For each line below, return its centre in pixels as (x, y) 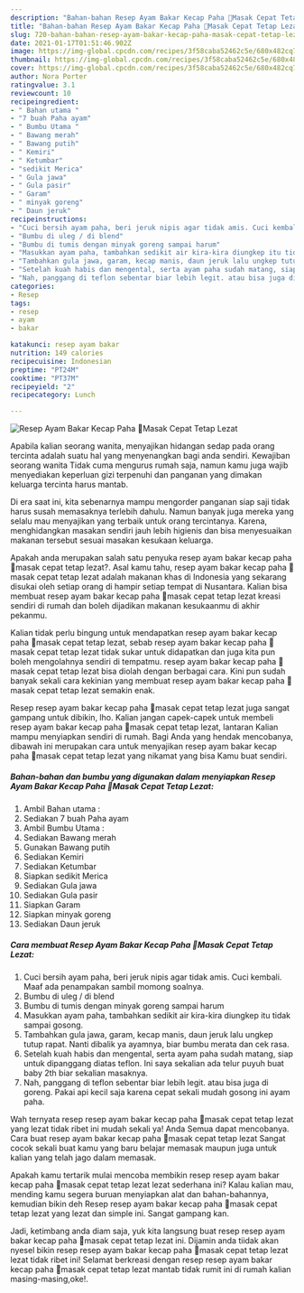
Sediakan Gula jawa (60, 886)
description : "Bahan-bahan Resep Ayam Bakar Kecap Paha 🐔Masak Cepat (144, 18)
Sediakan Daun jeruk (62, 924)
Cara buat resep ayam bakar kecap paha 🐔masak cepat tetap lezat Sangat (148, 1139)
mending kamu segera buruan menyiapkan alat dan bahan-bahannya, (139, 1195)
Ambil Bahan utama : (62, 809)
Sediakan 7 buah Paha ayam (76, 819)
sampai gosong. (53, 1025)
